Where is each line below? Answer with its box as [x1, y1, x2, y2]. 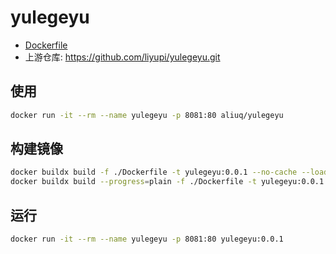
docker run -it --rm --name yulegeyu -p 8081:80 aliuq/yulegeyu [10, 110, 284, 120]
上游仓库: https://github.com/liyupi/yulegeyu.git [24, 51, 221, 63]
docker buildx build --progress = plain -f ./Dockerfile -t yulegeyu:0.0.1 [10, 177, 325, 187]
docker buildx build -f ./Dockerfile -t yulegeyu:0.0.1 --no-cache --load [10, 167, 329, 178]
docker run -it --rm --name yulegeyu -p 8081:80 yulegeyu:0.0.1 [10, 234, 284, 244]
